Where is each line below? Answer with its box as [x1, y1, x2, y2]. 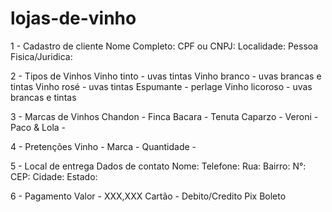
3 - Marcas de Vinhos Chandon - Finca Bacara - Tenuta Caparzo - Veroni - [10, 110, 319, 122]
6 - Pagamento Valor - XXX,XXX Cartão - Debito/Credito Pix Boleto [10, 190, 287, 202]
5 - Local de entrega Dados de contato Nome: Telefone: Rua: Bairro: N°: [10, 160, 307, 172]
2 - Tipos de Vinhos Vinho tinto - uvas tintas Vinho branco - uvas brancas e [10, 70, 322, 82]
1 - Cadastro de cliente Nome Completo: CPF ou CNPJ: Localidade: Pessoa [10, 40, 319, 52]
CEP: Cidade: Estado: [10, 170, 98, 182]
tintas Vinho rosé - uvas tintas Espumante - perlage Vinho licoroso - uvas [10, 80, 313, 92]
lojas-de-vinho [10, 7, 137, 30]
